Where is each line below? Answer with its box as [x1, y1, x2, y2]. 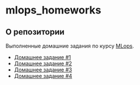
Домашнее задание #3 [14, 66, 72, 73]
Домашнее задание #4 [14, 73, 73, 79]
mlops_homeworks [5, 4, 102, 17]
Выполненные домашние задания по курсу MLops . [5, 42, 134, 49]
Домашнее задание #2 [14, 60, 72, 67]
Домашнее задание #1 [14, 54, 71, 60]
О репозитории [5, 27, 65, 37]
